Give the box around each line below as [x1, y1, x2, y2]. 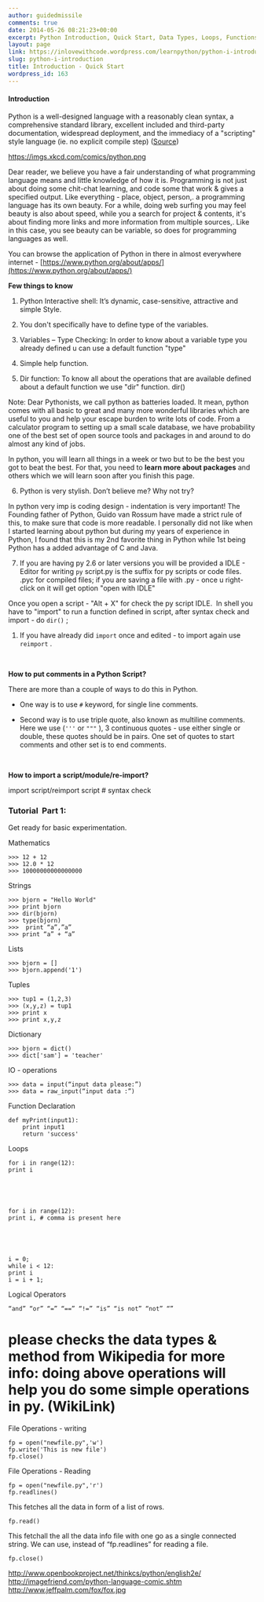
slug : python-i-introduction [8, 56, 104, 64]
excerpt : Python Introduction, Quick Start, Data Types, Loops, [8, 33, 223, 42]
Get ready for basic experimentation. [8, 823, 127, 832]
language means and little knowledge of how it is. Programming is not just [8, 175, 247, 185]
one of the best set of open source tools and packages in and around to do [8, 430, 251, 440]
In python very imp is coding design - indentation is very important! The [8, 501, 241, 510]
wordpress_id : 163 [8, 70, 68, 78]
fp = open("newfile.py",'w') [8, 1439, 104, 1447]
